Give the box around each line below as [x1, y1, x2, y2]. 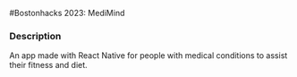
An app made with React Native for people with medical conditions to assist [9, 50, 288, 61]
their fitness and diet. [9, 60, 88, 71]
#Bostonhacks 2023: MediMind [9, 8, 125, 18]
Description [9, 30, 62, 42]
